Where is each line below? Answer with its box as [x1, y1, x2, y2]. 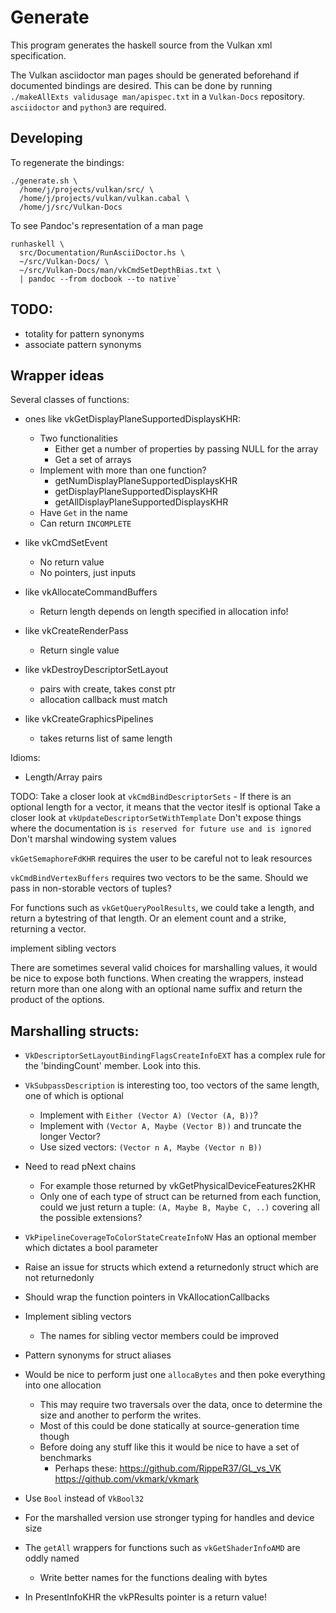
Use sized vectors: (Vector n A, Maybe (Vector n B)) [39, 1141, 263, 1153]
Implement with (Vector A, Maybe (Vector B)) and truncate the [39, 1120, 302, 1132]
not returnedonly [24, 1272, 95, 1284]
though [39, 1431, 70, 1443]
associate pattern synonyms [24, 338, 142, 350]
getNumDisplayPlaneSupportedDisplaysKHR [54, 475, 238, 487]
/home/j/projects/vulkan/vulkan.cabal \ [19, 193, 190, 203]
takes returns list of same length [39, 732, 173, 745]
